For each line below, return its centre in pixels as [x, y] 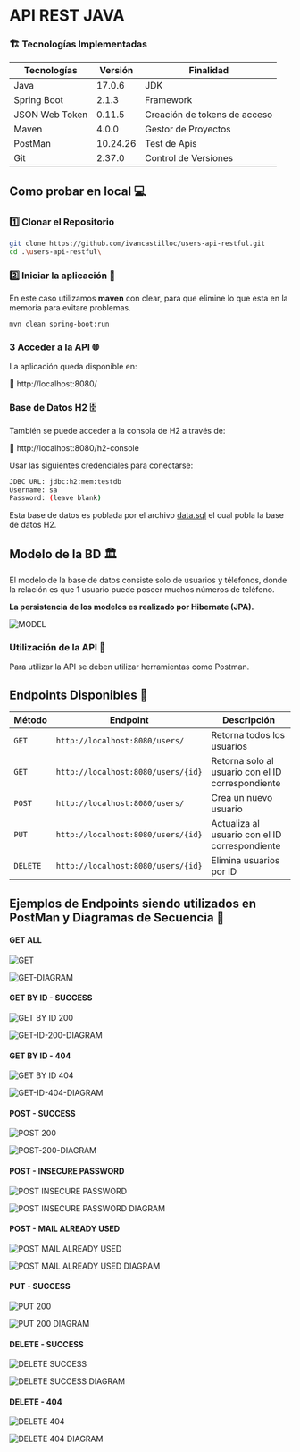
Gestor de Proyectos [188, 129]
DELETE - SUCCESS [47, 1344]
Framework [169, 100]
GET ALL [25, 940]
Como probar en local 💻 [78, 191]
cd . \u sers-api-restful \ [55, 252]
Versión [117, 71]
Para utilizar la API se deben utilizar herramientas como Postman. [129, 667]
